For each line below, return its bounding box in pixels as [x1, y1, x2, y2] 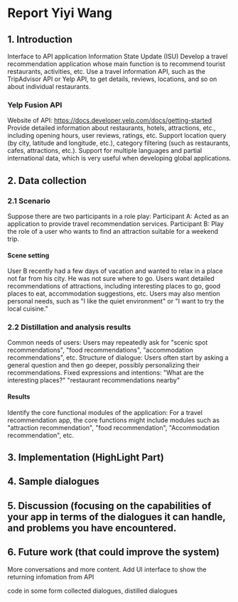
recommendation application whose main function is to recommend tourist [7, 60, 226, 68]
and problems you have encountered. [7, 522, 177, 534]
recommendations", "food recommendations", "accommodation [7, 346, 194, 355]
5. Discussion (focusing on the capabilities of [7, 500, 212, 512]
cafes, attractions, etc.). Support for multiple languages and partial [7, 146, 202, 155]
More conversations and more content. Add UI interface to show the [7, 565, 207, 574]
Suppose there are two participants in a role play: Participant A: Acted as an [7, 212, 229, 220]
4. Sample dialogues [7, 475, 99, 488]
